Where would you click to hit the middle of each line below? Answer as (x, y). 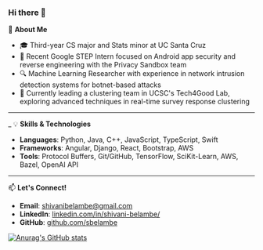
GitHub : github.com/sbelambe (68, 223)
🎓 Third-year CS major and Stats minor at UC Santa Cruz (113, 45)
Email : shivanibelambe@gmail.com (76, 206)
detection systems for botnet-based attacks (90, 85)
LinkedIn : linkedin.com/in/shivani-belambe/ (90, 214)
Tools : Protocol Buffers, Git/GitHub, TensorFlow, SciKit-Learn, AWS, (129, 157)
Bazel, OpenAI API (49, 165)
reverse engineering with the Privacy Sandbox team (103, 65)
